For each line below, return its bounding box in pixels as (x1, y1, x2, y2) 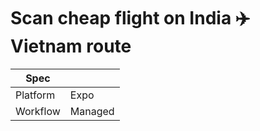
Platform (15, 88, 56, 102)
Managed (69, 104, 115, 118)
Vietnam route (10, 35, 132, 58)
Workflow (15, 104, 61, 118)
